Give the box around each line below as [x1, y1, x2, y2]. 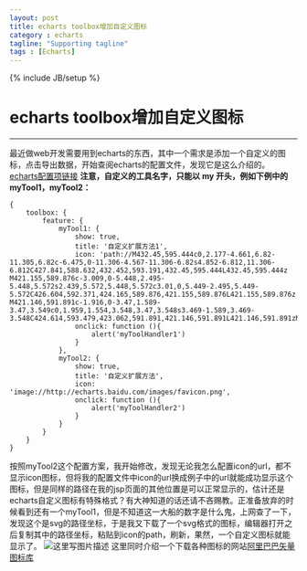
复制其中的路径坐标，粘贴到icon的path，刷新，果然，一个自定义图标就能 [16, 529, 291, 540]
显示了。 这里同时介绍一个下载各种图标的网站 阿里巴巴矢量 [9, 541, 295, 552]
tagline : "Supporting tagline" [9, 38, 129, 48]
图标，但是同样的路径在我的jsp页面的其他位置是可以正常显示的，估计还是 [9, 483, 285, 494]
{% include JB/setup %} [9, 72, 101, 83]
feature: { [42, 217, 84, 226]
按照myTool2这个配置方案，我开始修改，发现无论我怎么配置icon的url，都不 [9, 460, 292, 471]
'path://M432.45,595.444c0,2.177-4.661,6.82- [99, 250, 276, 259]
